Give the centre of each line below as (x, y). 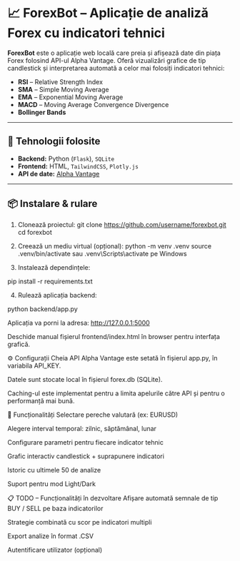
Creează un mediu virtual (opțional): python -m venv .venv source (115, 246)
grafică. (19, 344)
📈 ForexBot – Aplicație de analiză (108, 13)
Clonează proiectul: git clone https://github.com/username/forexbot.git (122, 224)
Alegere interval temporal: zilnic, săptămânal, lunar (82, 428)
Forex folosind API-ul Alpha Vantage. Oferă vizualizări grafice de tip (107, 60)
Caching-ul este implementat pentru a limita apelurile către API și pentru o (116, 393)
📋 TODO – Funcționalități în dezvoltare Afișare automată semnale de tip (113, 498)
